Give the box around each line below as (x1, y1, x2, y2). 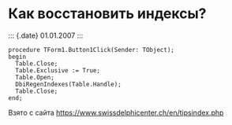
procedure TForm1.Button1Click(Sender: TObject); (8, 46, 175, 53)
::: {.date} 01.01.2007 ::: (8, 31, 84, 40)
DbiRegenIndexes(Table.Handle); (15, 80, 122, 88)
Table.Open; (15, 73, 55, 81)
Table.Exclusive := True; (15, 66, 101, 75)
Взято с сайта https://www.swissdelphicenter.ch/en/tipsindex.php (8, 108, 224, 117)
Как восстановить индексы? (8, 5, 207, 23)
